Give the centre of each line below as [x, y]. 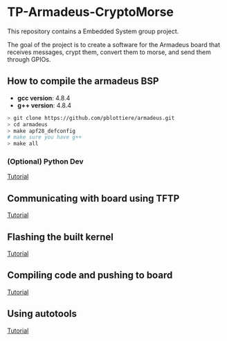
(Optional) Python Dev [46, 161]
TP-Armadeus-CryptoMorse [91, 12]
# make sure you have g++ [44, 137]
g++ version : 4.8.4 [44, 105]
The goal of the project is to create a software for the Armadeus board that [113, 44]
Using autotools [42, 314]
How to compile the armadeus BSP [83, 81]
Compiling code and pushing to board [90, 276]
